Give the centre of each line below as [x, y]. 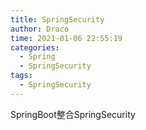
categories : [35, 47]
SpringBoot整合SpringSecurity [73, 114]
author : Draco [40, 29]
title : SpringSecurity [57, 19]
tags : [21, 76]
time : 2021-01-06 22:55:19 [66, 38]
